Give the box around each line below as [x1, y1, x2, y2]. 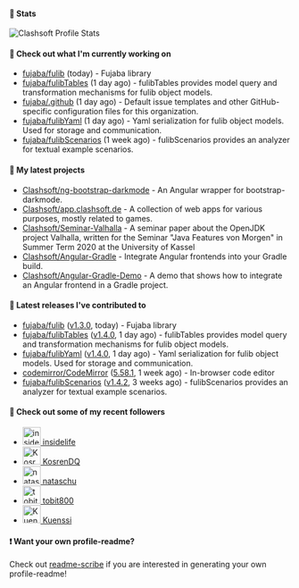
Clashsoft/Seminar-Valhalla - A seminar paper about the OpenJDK [21, 223, 266, 233]
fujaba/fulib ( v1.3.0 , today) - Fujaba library [21, 319, 177, 331]
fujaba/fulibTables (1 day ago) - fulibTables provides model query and [21, 78, 278, 88]
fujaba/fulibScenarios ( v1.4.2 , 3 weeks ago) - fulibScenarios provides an [21, 376, 288, 387]
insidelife [42, 437, 76, 448]
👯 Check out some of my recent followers [9, 407, 165, 417]
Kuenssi [42, 515, 72, 525]
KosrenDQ [42, 457, 80, 467]
